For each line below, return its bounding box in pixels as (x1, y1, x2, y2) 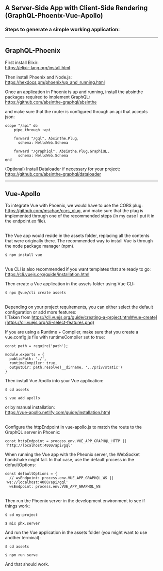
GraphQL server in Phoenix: (5, 429, 61, 435)
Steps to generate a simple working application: (5, 26, 120, 33)
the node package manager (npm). (5, 243, 75, 249)
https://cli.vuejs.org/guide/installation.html (5, 272, 90, 277)
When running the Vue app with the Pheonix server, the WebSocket (5, 452, 140, 457)
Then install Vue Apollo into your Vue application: (5, 378, 104, 384)
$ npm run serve (5, 553, 38, 558)
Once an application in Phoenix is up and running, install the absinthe (5, 89, 143, 95)
